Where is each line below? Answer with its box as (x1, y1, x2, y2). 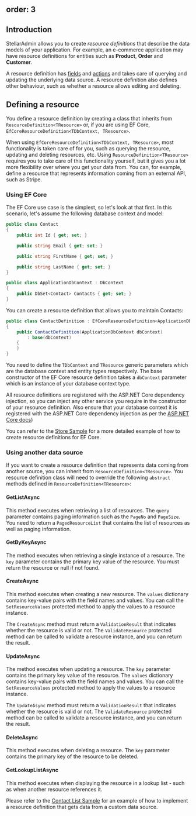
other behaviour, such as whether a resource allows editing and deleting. (6, 82, 181, 89)
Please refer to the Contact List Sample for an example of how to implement (6, 797, 188, 804)
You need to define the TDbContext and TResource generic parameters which (6, 361, 188, 369)
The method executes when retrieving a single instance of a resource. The (6, 552, 185, 559)
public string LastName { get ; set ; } (16, 264, 111, 270)
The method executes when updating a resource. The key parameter (6, 666, 171, 673)
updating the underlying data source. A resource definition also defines (6, 76, 178, 84)
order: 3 (6, 5, 36, 15)
